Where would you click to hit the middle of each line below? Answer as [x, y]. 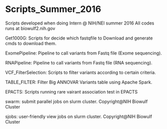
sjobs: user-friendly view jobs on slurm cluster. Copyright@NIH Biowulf [79, 116]
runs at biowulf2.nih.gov [30, 28]
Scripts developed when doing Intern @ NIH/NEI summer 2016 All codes [80, 23]
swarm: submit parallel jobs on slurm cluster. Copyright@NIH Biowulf [76, 101]
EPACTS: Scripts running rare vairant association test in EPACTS [71, 91]
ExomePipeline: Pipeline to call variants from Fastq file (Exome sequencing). [83, 53]
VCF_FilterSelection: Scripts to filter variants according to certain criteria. [81, 72]
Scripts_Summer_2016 [53, 9]
